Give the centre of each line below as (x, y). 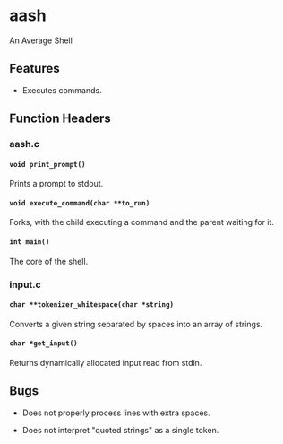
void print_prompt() (48, 164)
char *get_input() (43, 344)
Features (34, 69)
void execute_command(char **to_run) (80, 203)
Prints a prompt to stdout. (56, 184)
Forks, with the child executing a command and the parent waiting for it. (142, 222)
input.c (26, 284)
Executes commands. (62, 90)
